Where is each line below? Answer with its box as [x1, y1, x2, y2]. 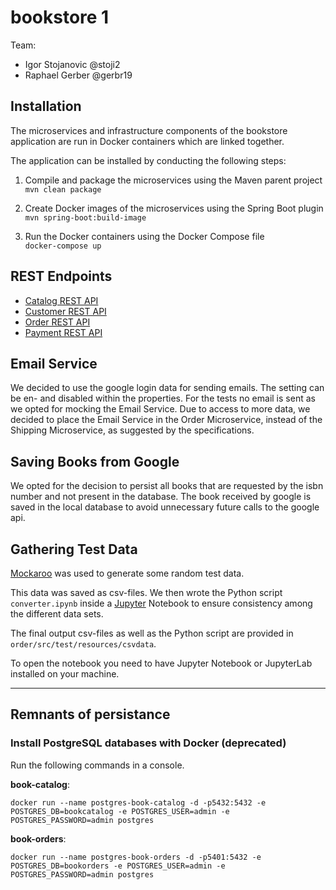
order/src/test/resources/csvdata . [10, 638, 157, 650]
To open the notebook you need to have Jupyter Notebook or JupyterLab [10, 657, 313, 669]
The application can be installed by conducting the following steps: [10, 154, 287, 166]
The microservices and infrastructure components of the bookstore [10, 124, 288, 136]
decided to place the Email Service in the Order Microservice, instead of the [10, 414, 323, 426]
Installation [10, 98, 82, 115]
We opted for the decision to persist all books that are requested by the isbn [10, 480, 324, 492]
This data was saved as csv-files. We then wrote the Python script [10, 587, 283, 598]
